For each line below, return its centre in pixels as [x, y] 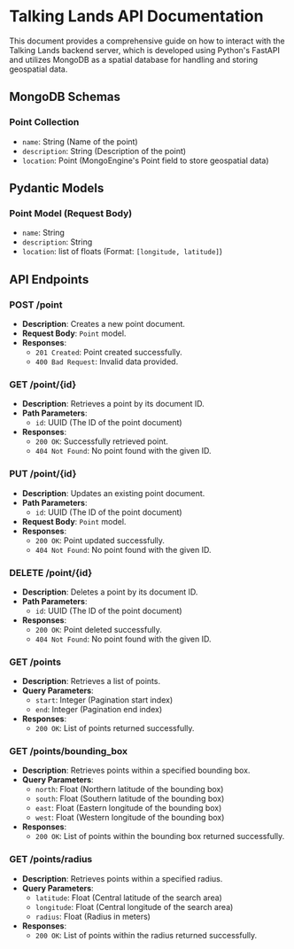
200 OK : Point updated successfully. [100, 540]
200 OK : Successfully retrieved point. [101, 441]
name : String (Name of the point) [80, 141]
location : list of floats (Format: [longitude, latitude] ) [122, 252]
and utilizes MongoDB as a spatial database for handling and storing [134, 59]
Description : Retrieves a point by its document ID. [113, 404]
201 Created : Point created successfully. [109, 352]
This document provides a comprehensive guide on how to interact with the [147, 41]
